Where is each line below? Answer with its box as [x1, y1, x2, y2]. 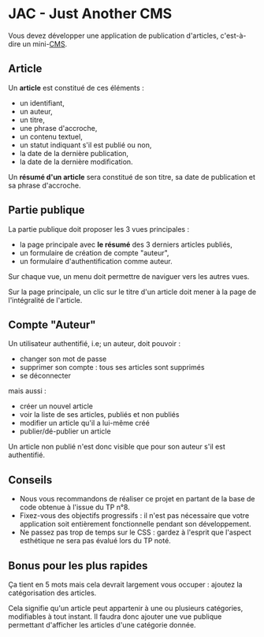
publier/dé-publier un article [19, 427, 112, 436]
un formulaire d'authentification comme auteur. [19, 256, 173, 266]
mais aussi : [8, 386, 47, 396]
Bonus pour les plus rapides [8, 559, 148, 572]
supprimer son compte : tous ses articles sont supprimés [19, 363, 205, 372]
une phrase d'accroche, [19, 123, 98, 132]
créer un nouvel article [19, 401, 93, 411]
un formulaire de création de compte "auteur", [19, 248, 169, 257]
